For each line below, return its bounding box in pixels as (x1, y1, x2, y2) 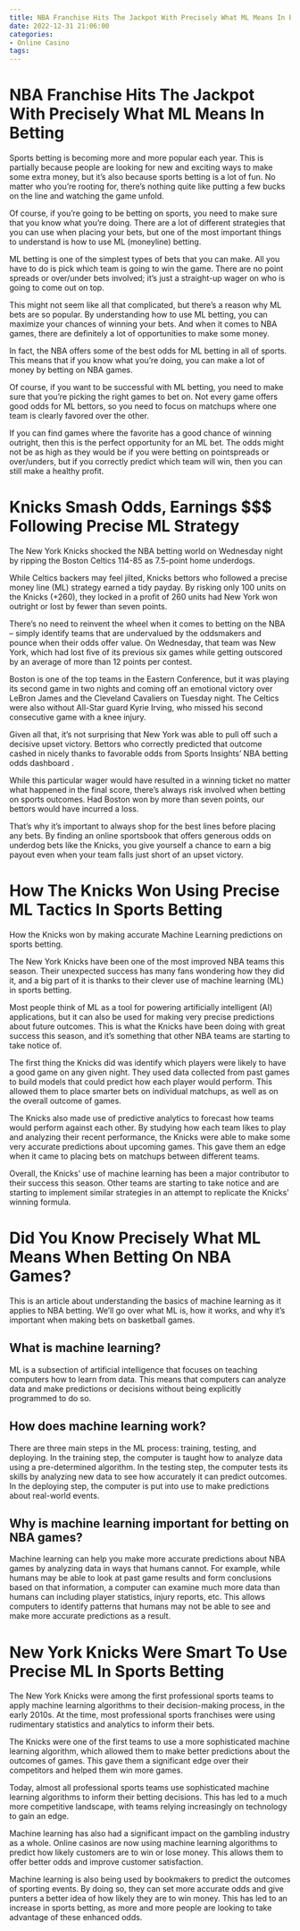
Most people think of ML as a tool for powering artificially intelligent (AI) (9, 1001, 273, 1012)
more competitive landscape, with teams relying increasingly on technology (9, 1801, 287, 1812)
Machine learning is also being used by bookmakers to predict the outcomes (9, 1874, 291, 1884)
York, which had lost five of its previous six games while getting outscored (9, 647, 283, 658)
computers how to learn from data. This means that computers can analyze (9, 1374, 287, 1384)
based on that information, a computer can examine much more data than (9, 1582, 280, 1593)
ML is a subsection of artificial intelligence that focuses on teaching (9, 1364, 258, 1374)
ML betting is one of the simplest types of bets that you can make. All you (9, 254, 280, 265)
